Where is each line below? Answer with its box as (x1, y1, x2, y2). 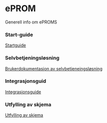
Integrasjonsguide (5, 89, 41, 95)
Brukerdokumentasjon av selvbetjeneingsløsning (5, 65, 103, 71)
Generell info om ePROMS (5, 19, 57, 25)
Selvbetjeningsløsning (5, 55, 60, 61)
